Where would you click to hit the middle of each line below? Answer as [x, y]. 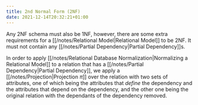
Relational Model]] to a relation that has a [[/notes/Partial [75, 64]
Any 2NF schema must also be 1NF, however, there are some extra [87, 34]
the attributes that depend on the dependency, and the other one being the [98, 89]
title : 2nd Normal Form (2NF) [43, 12]
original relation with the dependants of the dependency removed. [87, 96]
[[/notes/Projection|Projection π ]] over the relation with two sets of [87, 77]
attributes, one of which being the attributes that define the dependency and [99, 83]
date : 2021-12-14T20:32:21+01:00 [47, 17]
